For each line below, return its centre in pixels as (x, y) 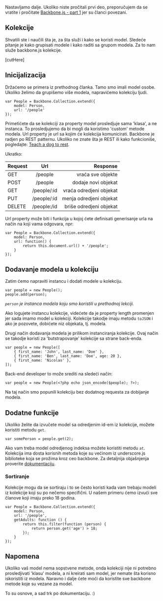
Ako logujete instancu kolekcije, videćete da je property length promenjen (80, 313)
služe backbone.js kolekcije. (34, 50)
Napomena (22, 556)
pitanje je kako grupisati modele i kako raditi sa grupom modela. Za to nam (80, 45)
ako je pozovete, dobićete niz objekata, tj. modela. (56, 324)
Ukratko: (14, 154)
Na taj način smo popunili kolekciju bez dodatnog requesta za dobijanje (77, 392)
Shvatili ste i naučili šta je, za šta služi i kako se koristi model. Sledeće (76, 39)
